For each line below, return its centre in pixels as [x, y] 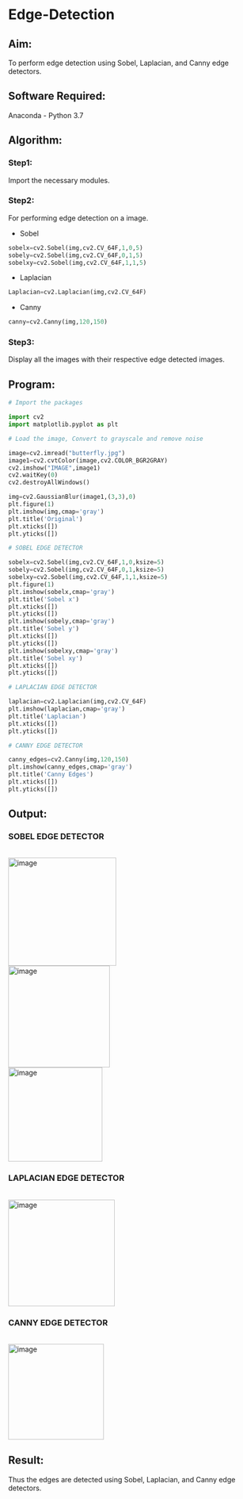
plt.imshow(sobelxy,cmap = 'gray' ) [63, 651]
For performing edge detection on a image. [78, 218]
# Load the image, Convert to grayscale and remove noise [106, 439]
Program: [32, 384]
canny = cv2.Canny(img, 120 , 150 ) [58, 322]
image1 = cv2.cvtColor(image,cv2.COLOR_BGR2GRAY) [88, 460]
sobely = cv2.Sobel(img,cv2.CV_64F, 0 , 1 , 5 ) [76, 255]
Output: [28, 814]
